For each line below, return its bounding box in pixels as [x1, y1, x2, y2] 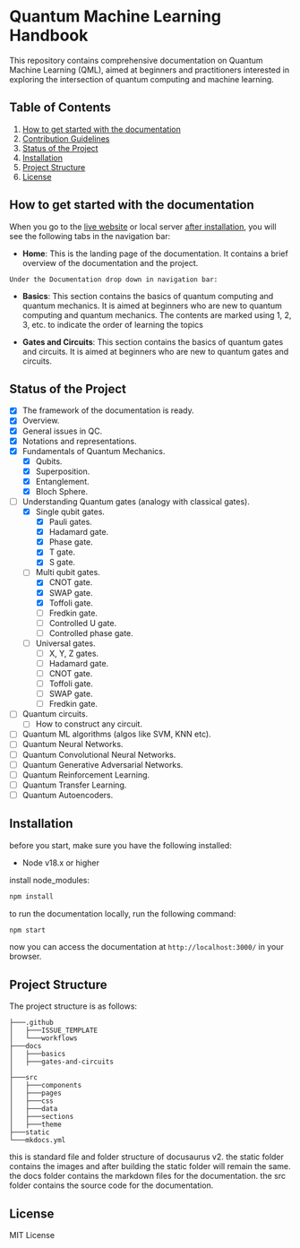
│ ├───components [9, 1081, 82, 1090]
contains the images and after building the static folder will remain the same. [9, 1161, 291, 1172]
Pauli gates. [48, 517, 92, 528]
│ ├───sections [9, 1113, 74, 1122]
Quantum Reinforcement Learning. [21, 769, 150, 780]
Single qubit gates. [35, 506, 106, 517]
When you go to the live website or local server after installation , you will [9, 221, 277, 232]
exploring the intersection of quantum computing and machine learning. [9, 73, 275, 84]
